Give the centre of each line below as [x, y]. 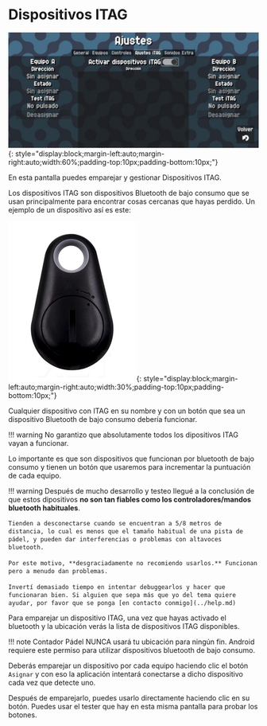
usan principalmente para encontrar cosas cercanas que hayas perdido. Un [132, 201]
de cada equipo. [35, 476]
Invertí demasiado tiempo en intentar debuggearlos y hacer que [117, 587]
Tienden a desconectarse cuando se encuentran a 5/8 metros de [115, 524]
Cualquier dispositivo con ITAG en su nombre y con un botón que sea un [127, 411]
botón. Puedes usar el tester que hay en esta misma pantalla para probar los [133, 707]
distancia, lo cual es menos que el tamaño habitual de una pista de [126, 532]
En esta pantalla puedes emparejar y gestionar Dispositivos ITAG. [115, 178]
